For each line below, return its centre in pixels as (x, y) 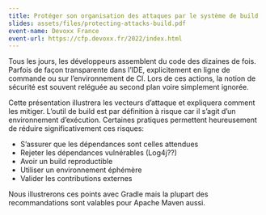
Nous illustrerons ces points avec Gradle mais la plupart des (108, 194)
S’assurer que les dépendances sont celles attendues (109, 144)
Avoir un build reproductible (66, 162)
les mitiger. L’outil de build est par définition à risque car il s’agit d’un (122, 112)
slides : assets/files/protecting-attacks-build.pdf (97, 23)
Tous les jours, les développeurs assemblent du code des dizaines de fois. (132, 61)
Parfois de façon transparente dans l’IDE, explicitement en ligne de (119, 70)
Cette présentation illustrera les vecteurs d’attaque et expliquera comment (132, 103)
